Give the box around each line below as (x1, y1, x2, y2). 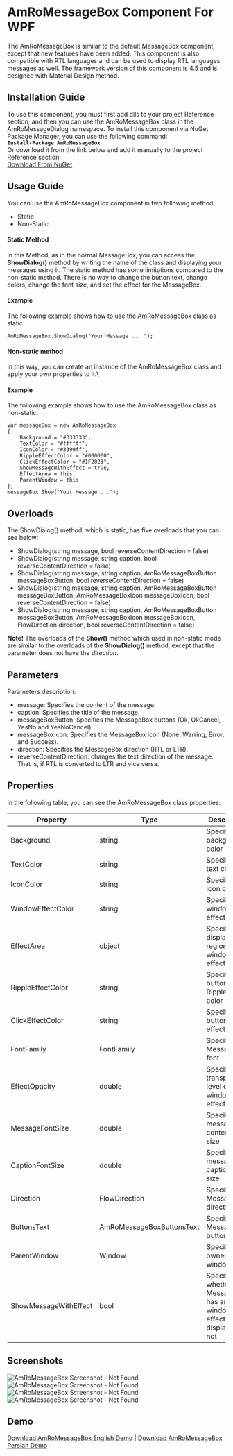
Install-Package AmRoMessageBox (7, 139, 101, 146)
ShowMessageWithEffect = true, (19, 464, 110, 472)
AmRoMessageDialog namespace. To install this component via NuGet (7, 124, 209, 133)
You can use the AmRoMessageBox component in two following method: (7, 198, 215, 207)
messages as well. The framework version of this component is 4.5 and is (7, 64, 218, 72)
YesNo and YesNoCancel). (17, 723, 94, 731)
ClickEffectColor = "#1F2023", (19, 459, 110, 466)
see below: (7, 534, 39, 542)
